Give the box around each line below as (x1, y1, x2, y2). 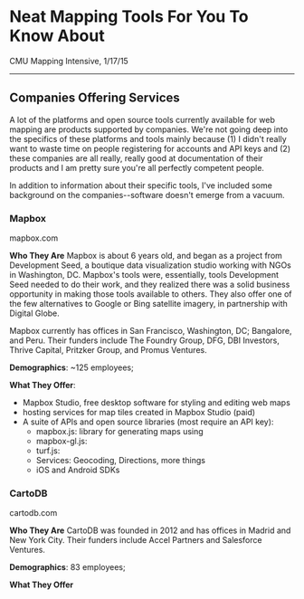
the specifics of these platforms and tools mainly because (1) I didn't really (9, 133, 287, 144)
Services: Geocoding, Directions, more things (35, 455, 206, 466)
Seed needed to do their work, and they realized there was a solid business (9, 279, 290, 290)
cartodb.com (9, 508, 58, 518)
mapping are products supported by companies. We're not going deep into (9, 124, 289, 135)
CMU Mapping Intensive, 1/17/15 (9, 55, 128, 66)
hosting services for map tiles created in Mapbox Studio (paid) (22, 407, 256, 418)
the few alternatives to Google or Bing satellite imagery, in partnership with (9, 299, 288, 309)
